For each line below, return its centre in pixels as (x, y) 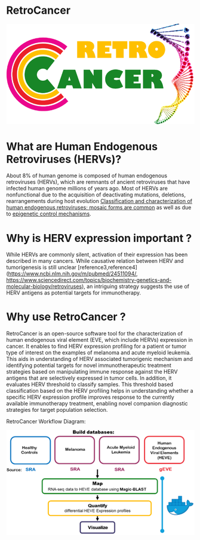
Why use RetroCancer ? (66, 317)
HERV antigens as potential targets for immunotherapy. (74, 293)
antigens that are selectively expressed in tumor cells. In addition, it (89, 378)
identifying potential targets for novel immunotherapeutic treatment (89, 365)
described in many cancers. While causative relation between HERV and (95, 261)
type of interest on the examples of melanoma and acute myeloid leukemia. (99, 353)
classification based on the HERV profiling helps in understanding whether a (100, 391)
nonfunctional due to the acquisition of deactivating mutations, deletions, (96, 195)
